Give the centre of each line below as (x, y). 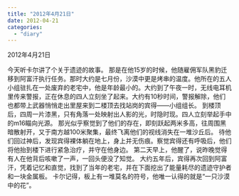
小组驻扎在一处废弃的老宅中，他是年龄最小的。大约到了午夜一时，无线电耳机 (119, 88)
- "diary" (28, 34)
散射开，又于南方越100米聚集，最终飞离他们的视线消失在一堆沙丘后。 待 (119, 132)
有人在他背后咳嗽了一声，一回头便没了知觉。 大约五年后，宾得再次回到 (111, 159)
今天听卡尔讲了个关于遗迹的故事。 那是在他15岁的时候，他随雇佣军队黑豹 (114, 70)
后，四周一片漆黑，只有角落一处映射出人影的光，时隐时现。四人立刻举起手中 (119, 114)
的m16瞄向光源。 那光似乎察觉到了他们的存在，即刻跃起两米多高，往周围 (114, 123)
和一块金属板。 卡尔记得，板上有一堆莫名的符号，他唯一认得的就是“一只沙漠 (119, 176)
